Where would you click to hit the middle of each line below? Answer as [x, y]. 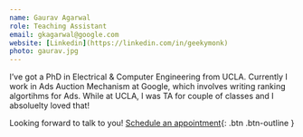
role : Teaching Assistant [58, 26]
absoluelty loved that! [50, 105]
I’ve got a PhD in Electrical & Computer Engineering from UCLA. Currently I [148, 77]
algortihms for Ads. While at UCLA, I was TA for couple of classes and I [142, 96]
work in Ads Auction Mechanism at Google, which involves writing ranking [147, 87]
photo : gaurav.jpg [44, 51]
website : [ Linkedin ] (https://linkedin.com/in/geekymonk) [119, 43]
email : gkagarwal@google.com [64, 34]
